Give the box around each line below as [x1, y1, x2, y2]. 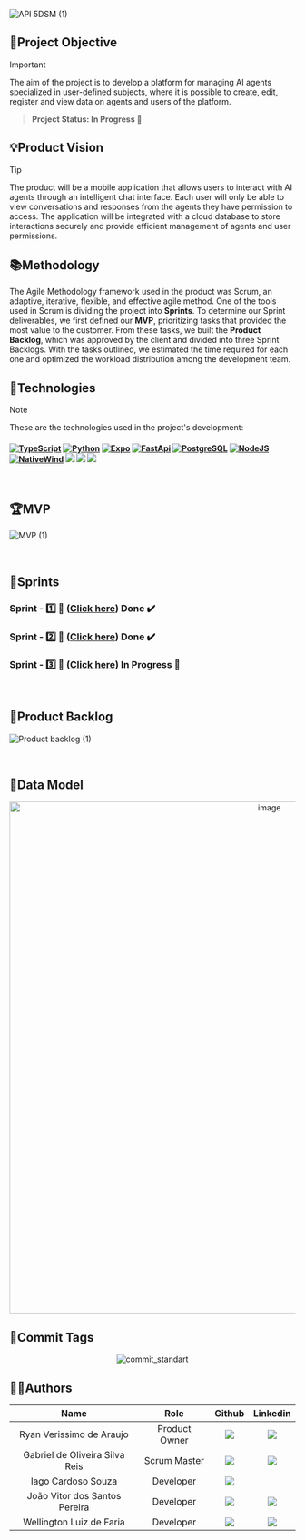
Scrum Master [143, 1454, 205, 1467]
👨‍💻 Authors [9, 1380, 73, 1395]
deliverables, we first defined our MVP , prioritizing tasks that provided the [9, 315, 287, 327]
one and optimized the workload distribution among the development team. [9, 354, 291, 365]
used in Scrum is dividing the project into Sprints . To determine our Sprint [9, 306, 286, 317]
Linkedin [252, 1407, 291, 1420]
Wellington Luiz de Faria [22, 1515, 125, 1528]
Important [9, 59, 46, 70]
